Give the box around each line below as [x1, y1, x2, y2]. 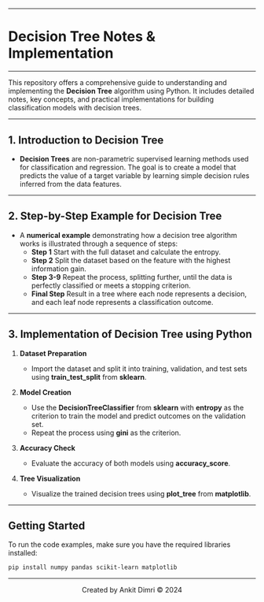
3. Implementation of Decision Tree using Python [8, 328, 253, 341]
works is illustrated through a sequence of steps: [19, 239, 178, 248]
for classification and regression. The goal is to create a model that [19, 162, 236, 172]
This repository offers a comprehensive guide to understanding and [8, 78, 227, 87]
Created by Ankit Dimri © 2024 [81, 585, 183, 595]
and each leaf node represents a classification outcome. [31, 297, 214, 307]
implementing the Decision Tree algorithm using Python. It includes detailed [8, 87, 255, 96]
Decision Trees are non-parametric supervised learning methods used [19, 154, 249, 163]
